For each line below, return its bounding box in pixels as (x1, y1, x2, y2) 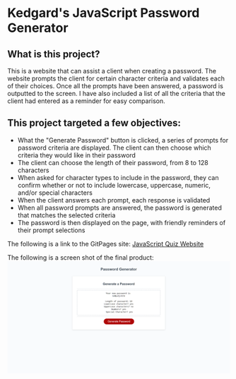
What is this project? (7, 48, 100, 60)
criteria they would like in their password (17, 150, 136, 160)
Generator (7, 20, 69, 36)
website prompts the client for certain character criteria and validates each (7, 74, 225, 83)
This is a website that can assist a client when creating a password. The (7, 67, 217, 75)
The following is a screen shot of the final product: (7, 253, 154, 262)
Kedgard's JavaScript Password (7, 5, 200, 21)
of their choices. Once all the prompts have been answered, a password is (7, 82, 224, 90)
